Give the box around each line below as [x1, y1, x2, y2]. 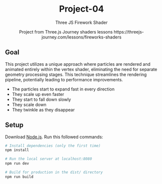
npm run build [5, 174, 34, 179]
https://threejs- [113, 29, 144, 35]
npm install [5, 147, 29, 153]
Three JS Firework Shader [55, 19, 108, 25]
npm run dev [5, 161, 29, 166]
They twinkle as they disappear [12, 107, 75, 112]
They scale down [12, 101, 47, 108]
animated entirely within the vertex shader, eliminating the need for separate [5, 66, 158, 72]
